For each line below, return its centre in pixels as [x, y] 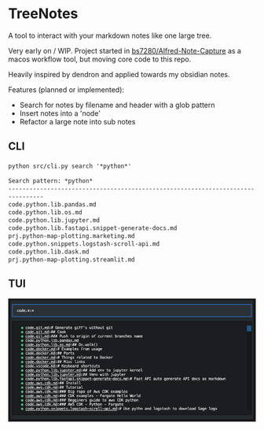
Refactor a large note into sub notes [77, 121]
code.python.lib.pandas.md [52, 204]
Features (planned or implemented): [66, 89]
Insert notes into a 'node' [60, 113]
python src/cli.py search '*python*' [70, 166]
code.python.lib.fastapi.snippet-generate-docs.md [93, 228]
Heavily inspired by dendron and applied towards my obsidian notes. [119, 74]
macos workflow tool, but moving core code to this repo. [100, 59]
